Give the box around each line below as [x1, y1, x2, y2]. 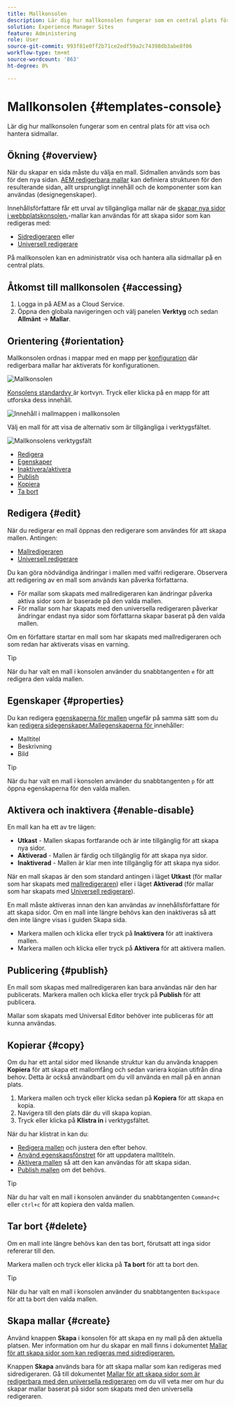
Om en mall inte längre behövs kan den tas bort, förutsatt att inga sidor [7, 1239, 211, 1247]
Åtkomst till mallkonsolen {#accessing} [7, 281, 183, 293]
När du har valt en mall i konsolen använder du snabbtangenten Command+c [7, 1193, 220, 1202]
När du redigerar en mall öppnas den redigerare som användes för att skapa [7, 526, 227, 535]
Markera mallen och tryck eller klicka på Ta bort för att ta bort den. [7, 1260, 199, 1268]
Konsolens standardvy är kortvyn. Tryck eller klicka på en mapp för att [7, 388, 210, 397]
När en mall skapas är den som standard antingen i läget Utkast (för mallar [7, 872, 222, 881]
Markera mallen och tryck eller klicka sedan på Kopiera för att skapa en [17, 1094, 224, 1102]
